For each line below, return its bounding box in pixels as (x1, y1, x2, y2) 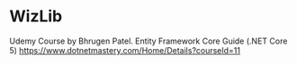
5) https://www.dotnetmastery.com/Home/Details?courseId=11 (9, 44, 241, 55)
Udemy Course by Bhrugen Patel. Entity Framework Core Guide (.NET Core (9, 36, 288, 46)
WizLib (9, 6, 63, 27)
